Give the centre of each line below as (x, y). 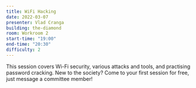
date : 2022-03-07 (27, 17)
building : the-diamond (34, 28)
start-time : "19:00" (31, 39)
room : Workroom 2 (27, 33)
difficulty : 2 (23, 50)
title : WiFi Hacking (31, 11)
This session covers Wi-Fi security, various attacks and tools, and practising (98, 66)
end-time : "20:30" (28, 45)
